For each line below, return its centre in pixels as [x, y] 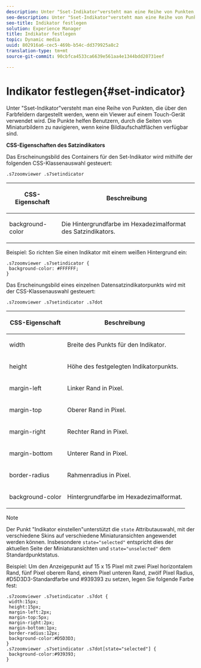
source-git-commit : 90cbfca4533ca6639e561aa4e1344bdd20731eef [85, 56]
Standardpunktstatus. [33, 555]
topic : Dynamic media [33, 40]
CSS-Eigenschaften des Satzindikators [56, 145]
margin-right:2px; [32, 622]
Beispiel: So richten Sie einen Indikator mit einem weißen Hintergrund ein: [97, 252]
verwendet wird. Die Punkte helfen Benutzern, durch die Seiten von [89, 121]
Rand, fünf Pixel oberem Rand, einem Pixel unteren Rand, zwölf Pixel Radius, [100, 573]
